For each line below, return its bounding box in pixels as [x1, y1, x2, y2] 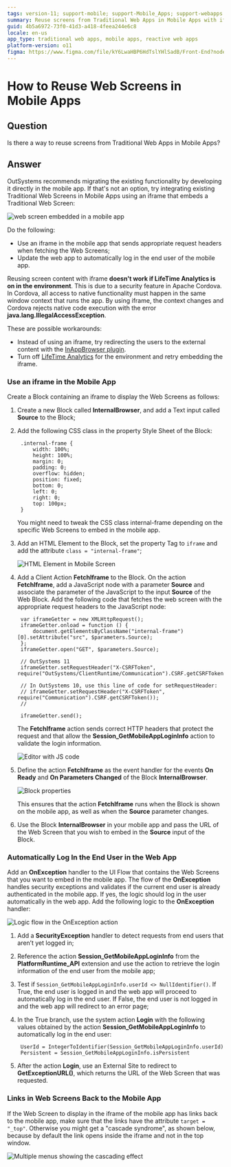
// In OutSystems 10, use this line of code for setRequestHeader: [20, 682, 218, 689]
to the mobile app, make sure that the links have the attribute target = [7, 1117, 206, 1125]
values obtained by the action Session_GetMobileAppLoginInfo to [16, 1023, 206, 1031]
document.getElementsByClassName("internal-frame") [32, 628, 184, 635]
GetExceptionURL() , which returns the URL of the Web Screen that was [16, 1069, 221, 1077]
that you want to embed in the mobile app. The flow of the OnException [7, 875, 211, 884]
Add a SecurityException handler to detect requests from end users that [16, 932, 224, 940]
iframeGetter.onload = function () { [20, 621, 129, 628]
